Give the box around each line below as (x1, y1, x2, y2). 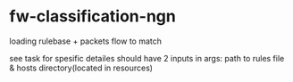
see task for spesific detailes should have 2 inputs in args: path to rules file (9, 53, 285, 63)
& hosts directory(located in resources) (9, 62, 154, 73)
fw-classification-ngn (9, 6, 176, 27)
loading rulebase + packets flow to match (9, 36, 163, 46)
